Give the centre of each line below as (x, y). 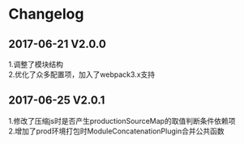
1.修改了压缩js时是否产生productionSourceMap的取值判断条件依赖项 (122, 121)
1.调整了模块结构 (36, 64)
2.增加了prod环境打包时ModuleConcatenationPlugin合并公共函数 (116, 131)
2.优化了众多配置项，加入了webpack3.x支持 (82, 74)
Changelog (46, 14)
